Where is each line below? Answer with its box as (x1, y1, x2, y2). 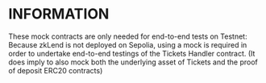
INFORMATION (8, 5, 110, 23)
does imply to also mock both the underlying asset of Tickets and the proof (8, 57, 258, 67)
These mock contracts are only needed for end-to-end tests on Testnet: (8, 31, 247, 41)
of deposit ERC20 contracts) (8, 65, 103, 75)
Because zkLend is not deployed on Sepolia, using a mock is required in (8, 39, 247, 49)
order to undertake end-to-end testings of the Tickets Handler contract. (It (8, 48, 256, 58)
